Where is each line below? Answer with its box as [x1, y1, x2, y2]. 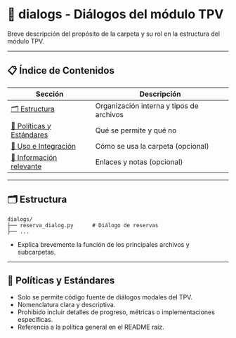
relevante [11, 161, 42, 171]
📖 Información [11, 152, 58, 162]
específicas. [17, 316, 53, 324]
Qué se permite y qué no [95, 126, 177, 135]
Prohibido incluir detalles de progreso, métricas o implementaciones [17, 308, 216, 316]
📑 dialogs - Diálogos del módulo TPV [7, 6, 224, 22]
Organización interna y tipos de [95, 101, 199, 111]
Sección [35, 89, 64, 99]
